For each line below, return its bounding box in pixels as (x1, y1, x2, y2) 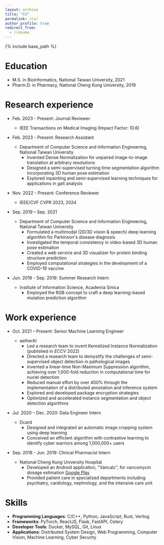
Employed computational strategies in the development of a (26, 260, 147, 266)
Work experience (5, 312, 77, 323)
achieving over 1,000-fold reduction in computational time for (26, 369, 151, 375)
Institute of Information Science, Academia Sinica (19, 284, 119, 290)
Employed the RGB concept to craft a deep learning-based (26, 289, 145, 295)
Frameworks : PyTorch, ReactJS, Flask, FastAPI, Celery (12, 519, 123, 524)
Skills (5, 497, 28, 508)
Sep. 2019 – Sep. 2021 (12, 209, 57, 215)
